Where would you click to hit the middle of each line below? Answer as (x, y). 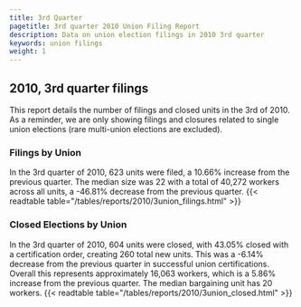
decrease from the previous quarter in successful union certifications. (139, 264)
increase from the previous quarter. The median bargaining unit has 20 (141, 283)
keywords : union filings (56, 43)
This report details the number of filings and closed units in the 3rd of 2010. (150, 110)
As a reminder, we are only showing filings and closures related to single (144, 120)
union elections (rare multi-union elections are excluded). (116, 129)
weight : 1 (28, 52)
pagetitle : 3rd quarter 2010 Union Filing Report (105, 26)
